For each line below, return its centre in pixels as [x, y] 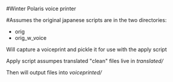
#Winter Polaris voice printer [41, 9]
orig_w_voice [31, 38]
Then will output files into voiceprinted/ [54, 72]
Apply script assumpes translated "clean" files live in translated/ [85, 61]
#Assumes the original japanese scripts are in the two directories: [86, 20]
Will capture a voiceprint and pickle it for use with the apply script [87, 49]
